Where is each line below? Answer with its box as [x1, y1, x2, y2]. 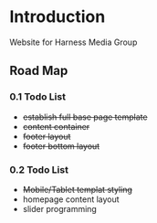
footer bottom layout [22, 140, 100, 152]
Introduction [9, 6, 106, 27]
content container [22, 121, 90, 132]
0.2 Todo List [9, 163, 68, 175]
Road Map [9, 63, 68, 79]
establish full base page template [22, 111, 148, 122]
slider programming [22, 203, 98, 214]
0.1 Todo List [9, 90, 67, 103]
